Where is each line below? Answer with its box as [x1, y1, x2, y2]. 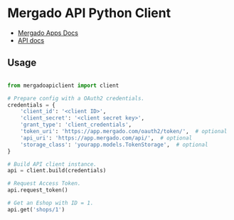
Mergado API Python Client [7, 5, 171, 21]
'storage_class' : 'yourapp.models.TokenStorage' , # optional [20, 141, 208, 148]
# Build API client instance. [7, 160, 97, 168]
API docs [17, 36, 45, 44]
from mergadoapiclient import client [7, 82, 119, 89]
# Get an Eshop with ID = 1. [7, 199, 94, 206]
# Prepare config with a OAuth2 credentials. [7, 95, 144, 102]
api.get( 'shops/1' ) [7, 206, 65, 213]
